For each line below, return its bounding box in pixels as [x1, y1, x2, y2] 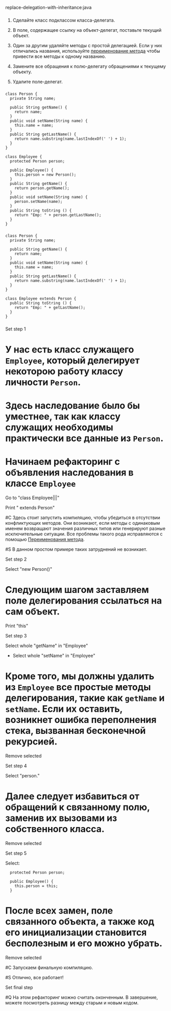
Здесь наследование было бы [5, 400, 140, 411]
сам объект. [5, 606, 60, 617]
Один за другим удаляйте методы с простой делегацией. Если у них [12, 42, 162, 48]
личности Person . [5, 376, 81, 388]
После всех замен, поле [5, 905, 113, 916]
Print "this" [5, 623, 29, 629]
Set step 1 [5, 325, 26, 332]
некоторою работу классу [5, 365, 124, 377]
